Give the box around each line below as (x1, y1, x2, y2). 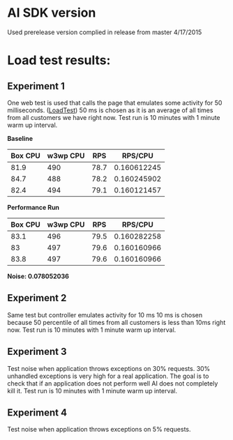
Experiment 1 (7, 80, 65, 92)
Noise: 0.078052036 (7, 272, 70, 280)
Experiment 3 (7, 346, 67, 358)
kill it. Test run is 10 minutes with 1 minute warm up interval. (7, 386, 178, 395)
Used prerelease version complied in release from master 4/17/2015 (7, 28, 202, 36)
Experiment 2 (7, 292, 67, 304)
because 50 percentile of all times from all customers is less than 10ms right (7, 318, 226, 326)
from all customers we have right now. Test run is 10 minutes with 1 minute (7, 113, 221, 121)
